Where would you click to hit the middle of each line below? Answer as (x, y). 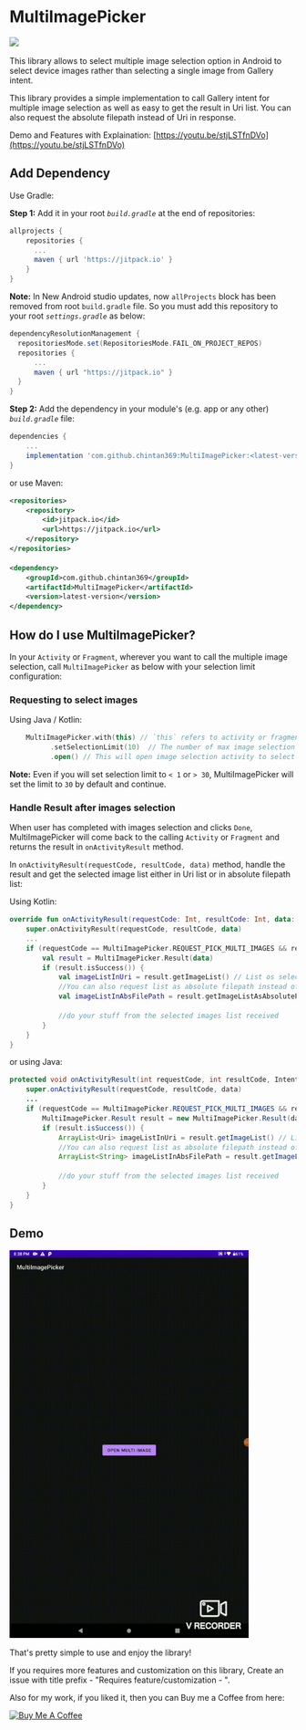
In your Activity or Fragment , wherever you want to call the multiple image (149, 657)
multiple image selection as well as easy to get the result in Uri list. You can (150, 108)
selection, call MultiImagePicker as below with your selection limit (133, 666)
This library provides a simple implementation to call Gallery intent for (140, 98)
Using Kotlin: (33, 901)
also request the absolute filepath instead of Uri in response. (123, 117)
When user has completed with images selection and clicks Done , (131, 828)
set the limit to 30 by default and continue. (88, 784)
